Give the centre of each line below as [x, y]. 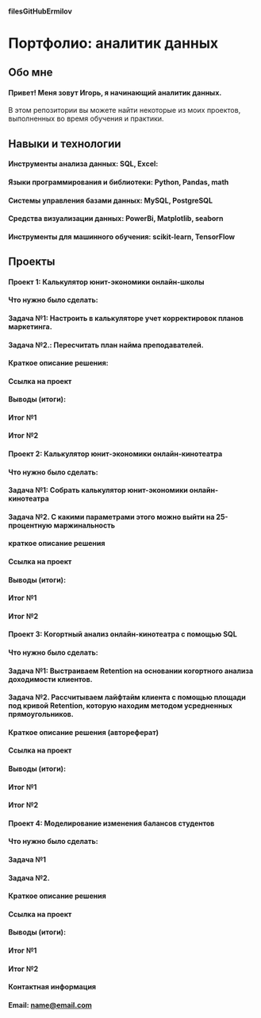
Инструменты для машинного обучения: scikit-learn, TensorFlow [122, 236]
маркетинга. [31, 327]
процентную [31, 525]
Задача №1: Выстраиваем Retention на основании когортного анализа [131, 671]
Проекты [32, 262]
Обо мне [31, 73]
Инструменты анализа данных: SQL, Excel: [83, 164]
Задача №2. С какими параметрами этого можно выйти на [111, 517]
